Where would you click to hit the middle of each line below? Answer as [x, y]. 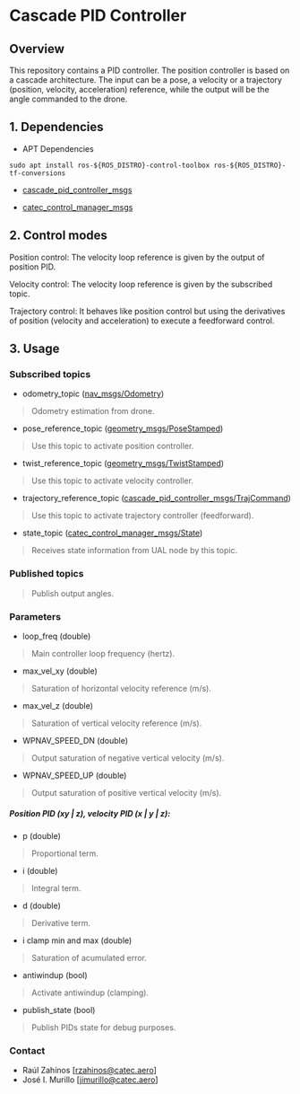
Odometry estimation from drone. [93, 411]
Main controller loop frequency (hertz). [103, 653]
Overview [37, 49]
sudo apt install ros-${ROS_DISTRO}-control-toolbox [110, 165]
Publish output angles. [73, 593]
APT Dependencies [58, 148]
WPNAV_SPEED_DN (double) [75, 740]
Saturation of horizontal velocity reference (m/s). [121, 688]
